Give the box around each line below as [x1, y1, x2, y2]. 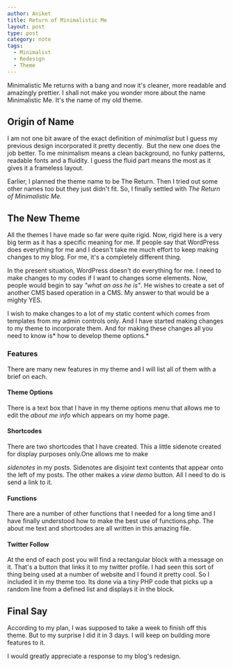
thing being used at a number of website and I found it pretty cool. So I [7, 570, 210, 579]
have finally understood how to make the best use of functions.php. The [7, 517, 214, 525]
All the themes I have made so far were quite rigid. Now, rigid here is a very [7, 231, 223, 239]
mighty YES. [7, 296, 43, 305]
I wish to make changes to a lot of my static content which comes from [7, 310, 210, 318]
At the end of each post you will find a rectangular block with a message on [7, 556, 224, 564]
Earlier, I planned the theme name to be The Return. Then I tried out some [7, 177, 218, 186]
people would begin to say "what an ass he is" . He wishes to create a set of [7, 281, 225, 289]
